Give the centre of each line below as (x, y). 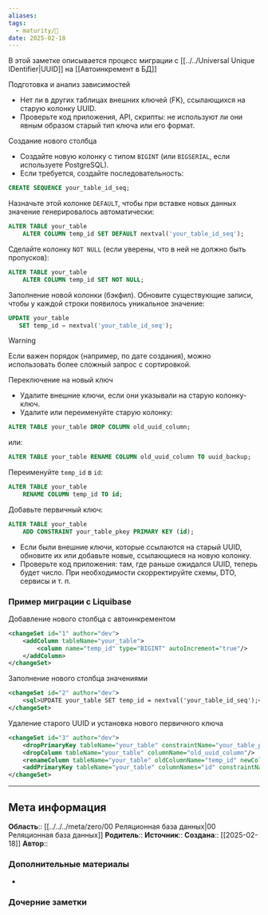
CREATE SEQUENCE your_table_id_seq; (69, 188)
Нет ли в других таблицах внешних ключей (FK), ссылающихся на (132, 100)
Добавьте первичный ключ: (56, 509)
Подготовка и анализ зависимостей (69, 85)
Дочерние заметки (48, 902)
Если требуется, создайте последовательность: (102, 173)
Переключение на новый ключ (61, 380)
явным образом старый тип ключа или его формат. (107, 125)
